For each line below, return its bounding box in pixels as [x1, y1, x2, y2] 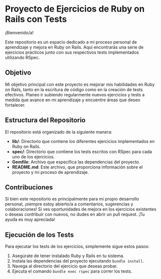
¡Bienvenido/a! [5, 30, 34, 35]
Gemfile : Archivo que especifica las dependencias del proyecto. [12, 159, 140, 165]
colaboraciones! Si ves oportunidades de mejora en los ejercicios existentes [5, 206, 157, 212]
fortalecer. [5, 102, 26, 108]
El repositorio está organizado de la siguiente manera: [5, 129, 113, 135]
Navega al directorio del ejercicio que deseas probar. [12, 263, 117, 269]
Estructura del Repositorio [5, 116, 86, 124]
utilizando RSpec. [5, 54, 40, 60]
